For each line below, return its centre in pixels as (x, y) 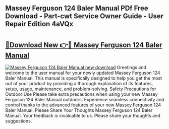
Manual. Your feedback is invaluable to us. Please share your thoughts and (83, 116)
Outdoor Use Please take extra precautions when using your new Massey (81, 94)
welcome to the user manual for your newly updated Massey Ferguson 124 (83, 73)
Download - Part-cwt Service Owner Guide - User (84, 16)
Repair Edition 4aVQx (39, 24)
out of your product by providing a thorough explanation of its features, (79, 83)
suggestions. (19, 121)
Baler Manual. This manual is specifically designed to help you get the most (84, 78)
